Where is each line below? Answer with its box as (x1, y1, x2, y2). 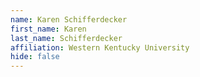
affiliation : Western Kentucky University (10, 42, 190, 53)
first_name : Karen (10, 24, 87, 34)
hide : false (10, 52, 60, 62)
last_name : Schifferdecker (10, 33, 123, 43)
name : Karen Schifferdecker (10, 14, 128, 25)
